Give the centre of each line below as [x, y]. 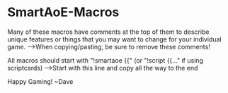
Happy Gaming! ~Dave [40, 81]
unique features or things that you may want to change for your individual [114, 39]
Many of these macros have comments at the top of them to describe [108, 32]
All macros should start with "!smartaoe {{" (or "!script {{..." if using [106, 60]
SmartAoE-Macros [63, 12]
